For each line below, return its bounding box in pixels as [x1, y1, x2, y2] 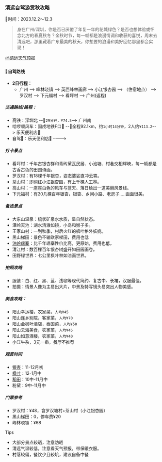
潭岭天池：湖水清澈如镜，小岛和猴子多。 [12, 222, 93, 228]
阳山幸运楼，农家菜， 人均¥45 [12, 309, 69, 315]
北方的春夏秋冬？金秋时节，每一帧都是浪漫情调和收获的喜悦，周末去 [21, 32, 158, 38]
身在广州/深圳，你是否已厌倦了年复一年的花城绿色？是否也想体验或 [16, 27, 150, 32]
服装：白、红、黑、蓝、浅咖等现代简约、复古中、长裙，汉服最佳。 [12, 278, 144, 284]
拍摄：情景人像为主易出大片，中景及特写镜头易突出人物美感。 [12, 284, 136, 289]
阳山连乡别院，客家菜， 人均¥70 [12, 315, 73, 321]
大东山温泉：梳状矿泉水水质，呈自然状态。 [12, 216, 97, 222]
